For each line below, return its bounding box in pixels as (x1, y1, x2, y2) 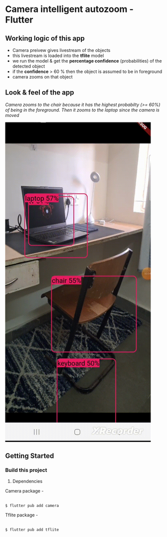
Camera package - (5, 487, 44, 493)
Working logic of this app (5, 34, 85, 42)
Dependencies (12, 478, 43, 484)
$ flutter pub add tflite (5, 527, 59, 532)
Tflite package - (5, 511, 38, 518)
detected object (12, 63, 45, 69)
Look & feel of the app (5, 88, 74, 97)
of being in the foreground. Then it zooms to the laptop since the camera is (5, 106, 160, 113)
